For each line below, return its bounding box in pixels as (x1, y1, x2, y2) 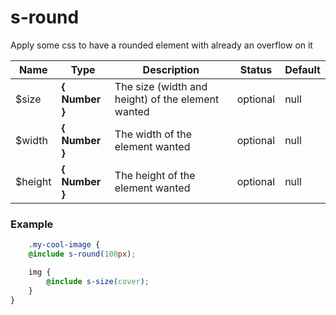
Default (284, 62, 321, 76)
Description (142, 62, 200, 76)
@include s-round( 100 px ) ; (28, 249, 137, 260)
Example (10, 217, 54, 231)
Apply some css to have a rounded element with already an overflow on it (10, 39, 313, 51)
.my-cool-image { (28, 240, 101, 250)
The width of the (114, 127, 193, 141)
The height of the (114, 168, 196, 182)
